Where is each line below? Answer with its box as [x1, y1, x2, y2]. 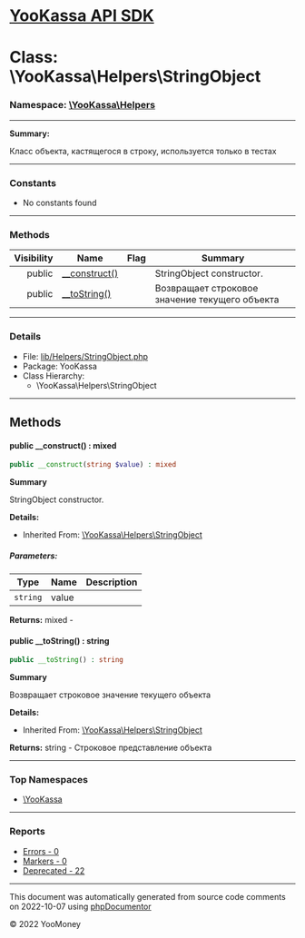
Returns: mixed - [9, 615, 74, 625]
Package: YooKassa [22, 360, 97, 371]
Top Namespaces [9, 774, 89, 785]
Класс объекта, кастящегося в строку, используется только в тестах [9, 145, 277, 156]
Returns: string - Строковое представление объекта [9, 742, 212, 754]
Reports [9, 825, 45, 838]
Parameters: [9, 550, 58, 561]
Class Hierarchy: [22, 370, 85, 381]
